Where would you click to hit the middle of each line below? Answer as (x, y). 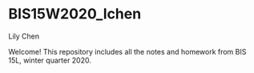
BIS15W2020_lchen (75, 14)
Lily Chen (24, 36)
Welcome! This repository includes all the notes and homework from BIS (127, 51)
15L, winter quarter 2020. (50, 60)
